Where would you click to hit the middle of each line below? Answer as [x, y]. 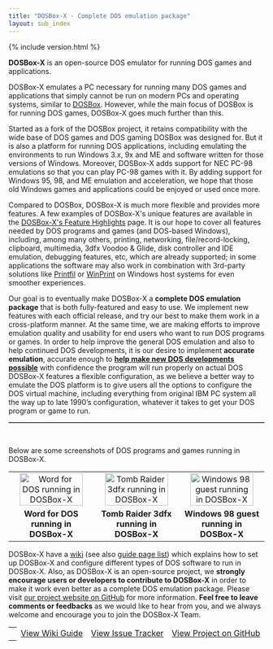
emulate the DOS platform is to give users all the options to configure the [130, 385]
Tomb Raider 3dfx [136, 513]
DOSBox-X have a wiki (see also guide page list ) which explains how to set [133, 554]
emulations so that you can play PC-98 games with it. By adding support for [135, 172]
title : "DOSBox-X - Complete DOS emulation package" [100, 16]
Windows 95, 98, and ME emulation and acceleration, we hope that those [131, 181]
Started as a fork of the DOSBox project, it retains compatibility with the [128, 128]
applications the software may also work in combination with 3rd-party [127, 265]
